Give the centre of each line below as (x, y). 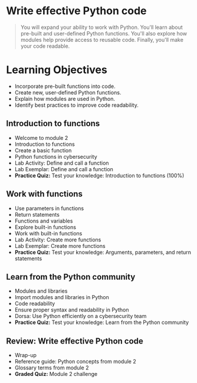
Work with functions (44, 194)
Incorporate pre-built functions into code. (65, 86)
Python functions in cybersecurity (56, 156)
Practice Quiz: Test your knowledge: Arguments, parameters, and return (103, 252)
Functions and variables (44, 221)
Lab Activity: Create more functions (58, 240)
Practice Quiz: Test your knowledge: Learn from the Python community (102, 322)
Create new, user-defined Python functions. (68, 92)
